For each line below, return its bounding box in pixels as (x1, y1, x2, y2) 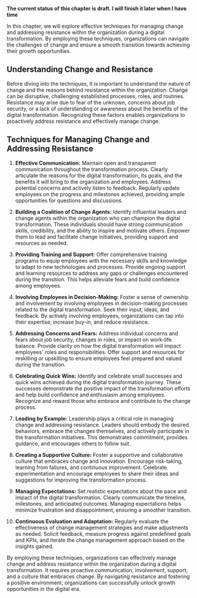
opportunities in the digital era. (6, 585, 81, 592)
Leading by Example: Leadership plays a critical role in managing (15, 415, 174, 422)
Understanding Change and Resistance (6, 65, 154, 75)
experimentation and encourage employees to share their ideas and (15, 470, 179, 477)
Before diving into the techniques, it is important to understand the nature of (6, 80, 191, 87)
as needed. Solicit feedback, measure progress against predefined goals (15, 530, 191, 537)
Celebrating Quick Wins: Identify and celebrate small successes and (15, 372, 182, 379)
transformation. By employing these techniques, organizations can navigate (6, 35, 189, 42)
